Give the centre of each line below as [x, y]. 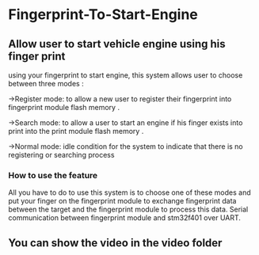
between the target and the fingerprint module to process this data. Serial [128, 209]
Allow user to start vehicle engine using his [117, 44]
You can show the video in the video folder [115, 243]
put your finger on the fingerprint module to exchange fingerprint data [122, 201]
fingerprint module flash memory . [64, 107]
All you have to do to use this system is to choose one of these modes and [129, 192]
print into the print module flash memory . [76, 131]
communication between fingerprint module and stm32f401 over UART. [125, 218]
